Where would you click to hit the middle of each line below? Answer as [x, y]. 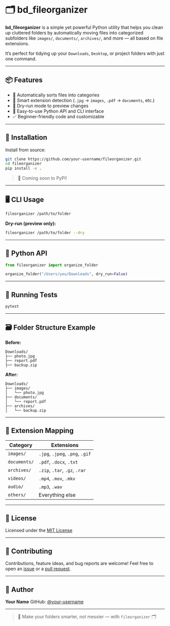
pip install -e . [24, 169]
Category [21, 445]
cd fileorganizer [24, 164]
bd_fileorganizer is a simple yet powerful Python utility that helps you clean [84, 27]
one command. [21, 58]
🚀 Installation [26, 138]
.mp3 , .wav [50, 486]
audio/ [16, 486]
